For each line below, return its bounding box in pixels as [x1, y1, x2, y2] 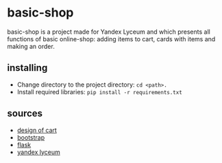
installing [7, 62, 48, 74]
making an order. [7, 42, 55, 50]
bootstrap [16, 133, 45, 142]
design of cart [16, 126, 57, 134]
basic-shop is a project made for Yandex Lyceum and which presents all [7, 28, 210, 36]
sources [7, 108, 43, 120]
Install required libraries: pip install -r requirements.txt [16, 87, 183, 96]
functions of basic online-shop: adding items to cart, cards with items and [7, 34, 216, 43]
